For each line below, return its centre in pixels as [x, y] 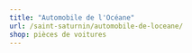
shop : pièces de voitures [58, 34]
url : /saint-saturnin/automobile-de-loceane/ [96, 26]
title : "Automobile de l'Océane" [72, 18]
